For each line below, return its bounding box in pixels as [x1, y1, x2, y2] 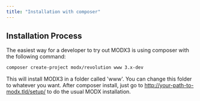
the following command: [6, 53, 66, 60]
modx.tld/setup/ [6, 88, 46, 96]
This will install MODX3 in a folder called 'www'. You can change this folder [6, 75, 192, 82]
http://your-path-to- [144, 82, 194, 89]
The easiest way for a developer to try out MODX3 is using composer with [6, 47, 189, 54]
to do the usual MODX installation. [47, 88, 131, 96]
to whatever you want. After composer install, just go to [6, 82, 144, 89]
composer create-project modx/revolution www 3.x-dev [6, 65, 144, 71]
